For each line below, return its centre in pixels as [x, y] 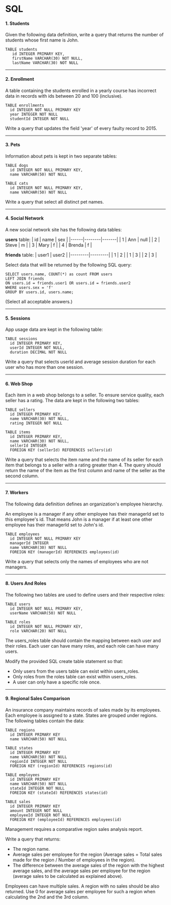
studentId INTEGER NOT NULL [40, 119]
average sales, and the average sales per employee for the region [81, 871]
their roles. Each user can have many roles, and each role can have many [82, 646]
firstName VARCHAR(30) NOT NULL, [47, 59]
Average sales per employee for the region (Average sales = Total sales [87, 854]
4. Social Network [25, 218]
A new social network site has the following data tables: [64, 230]
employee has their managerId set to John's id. [55, 524]
